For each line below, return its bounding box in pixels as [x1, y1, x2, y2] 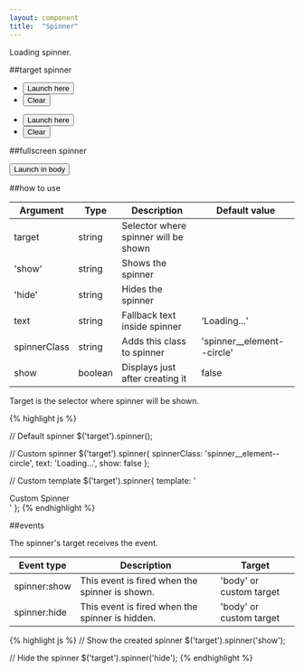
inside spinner [121, 320, 183, 332]
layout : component [9, 13, 79, 23]
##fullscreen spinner [9, 145, 88, 156]
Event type [18, 559, 67, 571]
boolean [78, 366, 113, 379]
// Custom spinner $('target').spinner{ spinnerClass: [9, 447, 204, 458]
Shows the [121, 256, 167, 269]
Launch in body [14, 164, 66, 174]
